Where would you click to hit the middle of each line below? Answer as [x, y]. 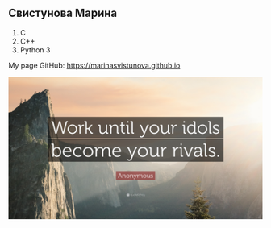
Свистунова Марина [63, 13]
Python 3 [35, 50]
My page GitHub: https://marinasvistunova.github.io [94, 65]
